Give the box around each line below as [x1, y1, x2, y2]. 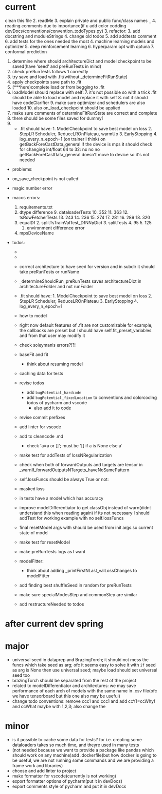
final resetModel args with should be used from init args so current [19, 524, 153, 530]
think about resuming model [26, 361, 83, 367]
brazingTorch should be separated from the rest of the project [12, 678, 137, 684]
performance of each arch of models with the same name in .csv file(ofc [12, 688, 157, 694]
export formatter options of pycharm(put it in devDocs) [12, 778, 123, 784]
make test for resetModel [19, 539, 70, 545]
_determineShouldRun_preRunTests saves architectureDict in [19, 278, 142, 284]
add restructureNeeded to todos [19, 601, 84, 607]
